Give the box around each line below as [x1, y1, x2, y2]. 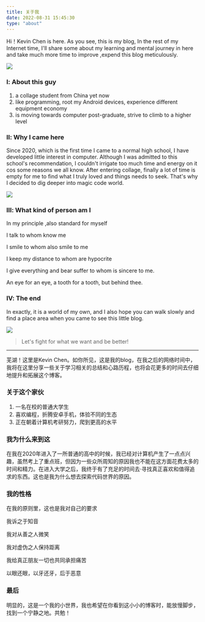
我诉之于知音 [6, 518, 38, 525]
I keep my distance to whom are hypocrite [6, 255, 112, 262]
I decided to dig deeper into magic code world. [6, 179, 124, 186]
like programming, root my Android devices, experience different [15, 98, 178, 106]
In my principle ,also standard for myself [6, 220, 108, 227]
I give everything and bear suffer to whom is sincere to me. [6, 267, 155, 275]
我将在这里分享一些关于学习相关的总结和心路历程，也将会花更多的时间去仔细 [6, 364, 199, 371]
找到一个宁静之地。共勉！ [6, 609, 71, 617]
